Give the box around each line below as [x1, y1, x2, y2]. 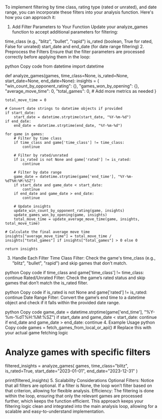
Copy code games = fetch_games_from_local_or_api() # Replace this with [5, 325, 152, 330]
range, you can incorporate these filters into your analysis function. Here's [5, 9, 154, 15]
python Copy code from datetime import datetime [5, 63, 104, 69]
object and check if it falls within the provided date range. [5, 300, 120, 305]
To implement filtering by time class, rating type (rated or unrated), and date [5, 4, 157, 10]
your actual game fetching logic [5, 330, 68, 335]
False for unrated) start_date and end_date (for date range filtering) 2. [5, 44, 144, 49]
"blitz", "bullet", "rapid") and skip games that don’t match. [12, 260, 128, 266]
